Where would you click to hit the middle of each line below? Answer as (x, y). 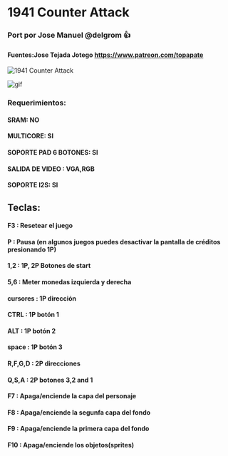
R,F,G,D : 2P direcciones (44, 363)
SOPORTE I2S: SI (33, 185)
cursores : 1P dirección (42, 298)
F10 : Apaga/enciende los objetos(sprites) (71, 445)
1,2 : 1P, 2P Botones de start (49, 266)
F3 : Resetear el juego (40, 226)
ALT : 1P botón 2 (32, 331)
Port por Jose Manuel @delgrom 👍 (69, 35)
